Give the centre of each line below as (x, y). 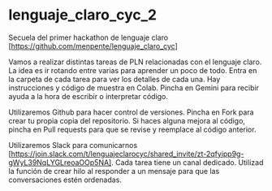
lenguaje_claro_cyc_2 (82, 15)
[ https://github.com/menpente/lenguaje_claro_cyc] (93, 46)
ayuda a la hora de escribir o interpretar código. (89, 96)
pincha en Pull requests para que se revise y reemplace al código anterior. (132, 129)
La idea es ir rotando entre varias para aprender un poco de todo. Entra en (133, 70)
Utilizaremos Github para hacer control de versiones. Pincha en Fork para (131, 112)
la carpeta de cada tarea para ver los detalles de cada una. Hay (114, 79)
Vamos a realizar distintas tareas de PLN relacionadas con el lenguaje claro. (135, 62)
